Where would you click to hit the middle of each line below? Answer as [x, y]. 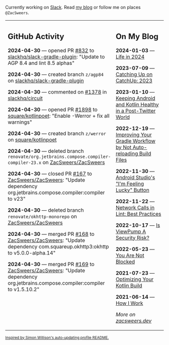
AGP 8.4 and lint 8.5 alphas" [41, 63]
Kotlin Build [129, 285]
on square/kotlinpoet [32, 139]
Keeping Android [135, 98]
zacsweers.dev [134, 320]
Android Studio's [135, 177]
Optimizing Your [135, 279]
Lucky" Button [132, 190]
